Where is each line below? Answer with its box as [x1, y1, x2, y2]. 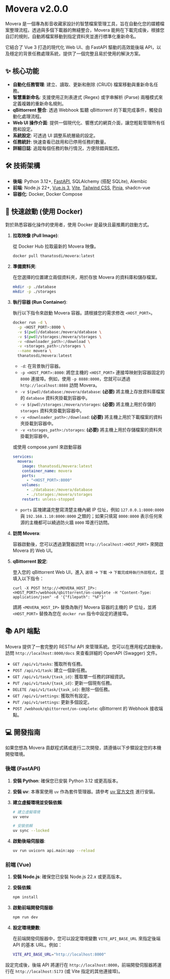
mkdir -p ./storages [12, 289, 56, 295]
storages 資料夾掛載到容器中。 [20, 408, 85, 413]
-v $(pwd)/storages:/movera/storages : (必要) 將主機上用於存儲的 [20, 401, 156, 407]
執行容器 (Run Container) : [12, 299, 67, 305]
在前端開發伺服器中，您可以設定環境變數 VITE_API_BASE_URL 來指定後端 [12, 936, 161, 942]
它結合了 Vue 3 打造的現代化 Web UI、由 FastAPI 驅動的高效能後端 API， [5, 44, 157, 50]
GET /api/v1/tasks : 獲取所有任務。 [12, 660, 85, 667]
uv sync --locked [12, 828, 50, 833]
